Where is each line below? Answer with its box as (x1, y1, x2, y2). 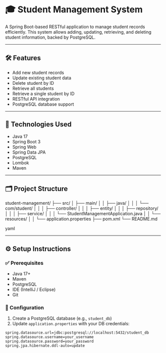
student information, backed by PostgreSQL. (5, 34, 96, 40)
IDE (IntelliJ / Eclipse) (12, 287, 56, 293)
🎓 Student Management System (5, 4, 143, 15)
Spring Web (12, 144, 37, 150)
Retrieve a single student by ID (12, 90, 75, 97)
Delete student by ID (12, 80, 54, 86)
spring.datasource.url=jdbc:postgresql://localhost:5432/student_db (5, 330, 149, 335)
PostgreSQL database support (12, 101, 74, 107)
